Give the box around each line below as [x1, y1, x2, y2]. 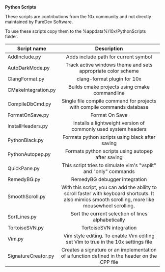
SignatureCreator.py [7, 252, 55, 259]
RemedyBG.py [7, 176, 41, 183]
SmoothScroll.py [7, 193, 46, 200]
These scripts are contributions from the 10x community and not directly [5, 14, 151, 19]
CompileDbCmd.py [7, 100, 52, 107]
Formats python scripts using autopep [65, 148, 153, 154]
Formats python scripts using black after [62, 134, 156, 140]
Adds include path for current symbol [66, 53, 152, 60]
